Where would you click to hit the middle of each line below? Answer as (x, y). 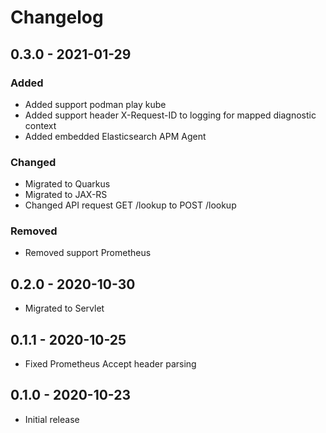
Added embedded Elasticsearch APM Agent (115, 136)
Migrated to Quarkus (67, 184)
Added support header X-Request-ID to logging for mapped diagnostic (170, 115)
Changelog (57, 17)
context (40, 125)
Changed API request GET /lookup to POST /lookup (130, 205)
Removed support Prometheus (88, 253)
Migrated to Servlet (64, 308)
